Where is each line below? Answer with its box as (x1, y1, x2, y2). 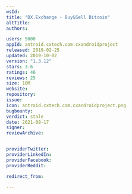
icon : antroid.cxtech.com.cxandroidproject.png (6, 102, 127, 108)
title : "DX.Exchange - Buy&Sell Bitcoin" (6, 14, 111, 20)
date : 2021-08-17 (6, 119, 49, 125)
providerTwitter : (6, 146, 49, 152)
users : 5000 (6, 36, 36, 42)
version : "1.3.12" (6, 58, 52, 64)
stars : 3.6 (6, 64, 33, 70)
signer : (6, 124, 26, 131)
